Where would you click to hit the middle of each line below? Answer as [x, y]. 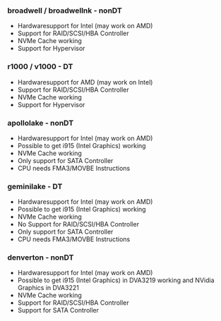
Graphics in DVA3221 [48, 288]
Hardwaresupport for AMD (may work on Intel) [85, 82]
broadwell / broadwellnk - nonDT [65, 11]
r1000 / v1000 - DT [40, 67]
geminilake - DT [35, 186]
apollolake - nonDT [41, 123]
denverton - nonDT [41, 258]
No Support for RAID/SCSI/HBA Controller [78, 224]
